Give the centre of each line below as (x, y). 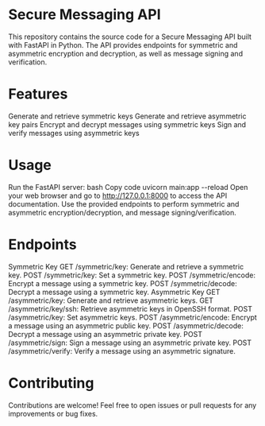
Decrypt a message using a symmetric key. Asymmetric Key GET (114, 292)
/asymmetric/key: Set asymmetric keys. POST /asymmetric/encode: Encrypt (133, 317)
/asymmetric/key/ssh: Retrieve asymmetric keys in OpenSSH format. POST (130, 308)
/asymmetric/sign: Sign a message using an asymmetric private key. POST (130, 343)
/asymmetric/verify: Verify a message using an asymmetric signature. (122, 350)
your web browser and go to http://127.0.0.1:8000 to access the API (118, 196)
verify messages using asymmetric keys (74, 133)
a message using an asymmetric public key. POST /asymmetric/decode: (126, 325)
